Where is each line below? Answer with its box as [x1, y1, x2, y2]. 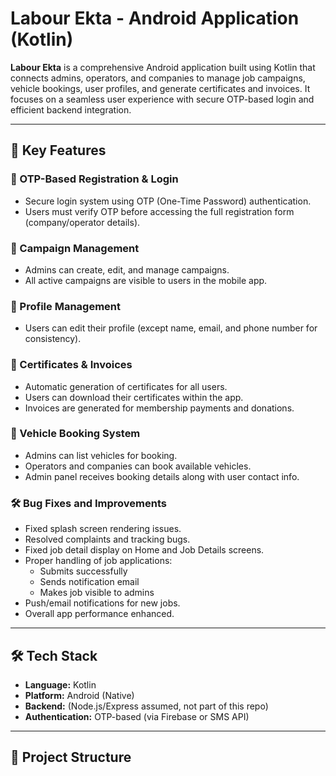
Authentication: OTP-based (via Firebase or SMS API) [24, 710, 250, 722]
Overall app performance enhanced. [24, 608, 175, 620]
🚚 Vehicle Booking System [10, 427, 141, 441]
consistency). [24, 333, 82, 345]
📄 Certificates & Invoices [10, 358, 133, 372]
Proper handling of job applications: [24, 555, 173, 567]
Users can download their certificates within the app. [24, 391, 244, 403]
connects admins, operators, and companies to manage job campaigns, [10, 72, 306, 84]
